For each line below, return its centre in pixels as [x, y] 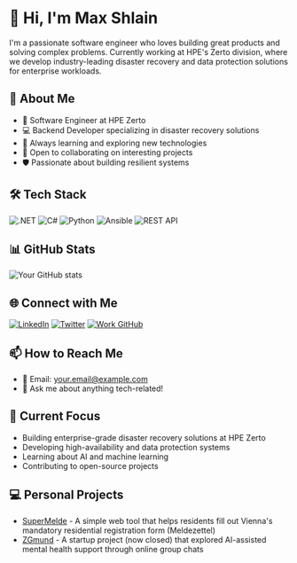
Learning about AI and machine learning [95, 457]
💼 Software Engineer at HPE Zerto [84, 120]
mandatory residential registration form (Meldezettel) [118, 530]
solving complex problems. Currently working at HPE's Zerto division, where [148, 51]
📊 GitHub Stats [52, 249]
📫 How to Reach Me [66, 353]
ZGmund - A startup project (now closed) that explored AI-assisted [144, 539]
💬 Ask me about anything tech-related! [93, 388]
